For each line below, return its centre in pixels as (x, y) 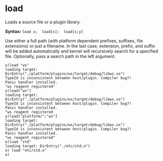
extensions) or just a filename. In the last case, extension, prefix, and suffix (80, 46)
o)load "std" (18, 142)
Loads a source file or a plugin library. (43, 22)
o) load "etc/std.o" (26, 150)
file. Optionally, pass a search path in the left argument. (60, 56)
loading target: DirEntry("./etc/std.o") (48, 146)
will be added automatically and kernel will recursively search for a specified (81, 51)
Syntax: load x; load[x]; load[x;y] (44, 31)
